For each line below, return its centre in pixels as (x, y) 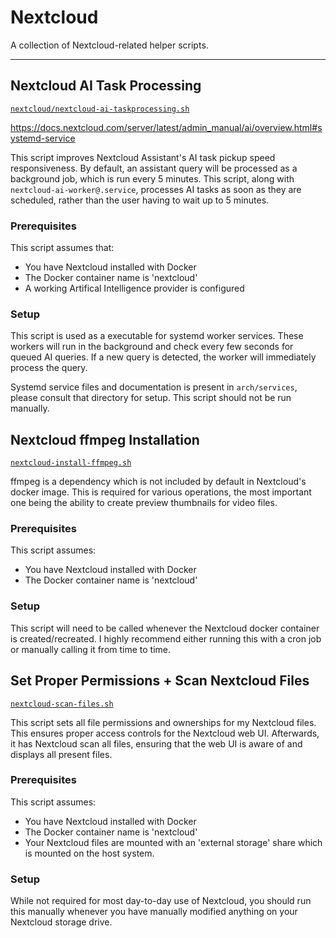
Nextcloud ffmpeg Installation (105, 439)
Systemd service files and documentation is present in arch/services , (154, 387)
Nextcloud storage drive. (61, 922)
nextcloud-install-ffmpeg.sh (71, 463)
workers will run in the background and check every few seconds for (152, 347)
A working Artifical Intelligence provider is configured (134, 288)
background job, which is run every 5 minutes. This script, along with (152, 178)
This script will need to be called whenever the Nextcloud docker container (165, 628)
